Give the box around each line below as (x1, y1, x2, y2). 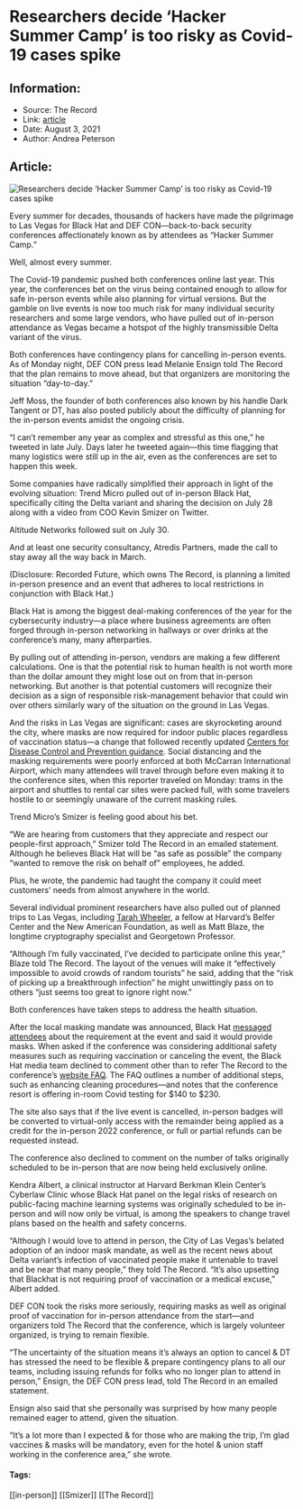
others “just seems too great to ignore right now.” (9, 986, 192, 998)
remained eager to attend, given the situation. (9, 1412, 179, 1422)
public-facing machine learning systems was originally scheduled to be (9, 1198, 275, 1210)
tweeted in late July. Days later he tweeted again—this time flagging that (9, 441, 279, 452)
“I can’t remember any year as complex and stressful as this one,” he (9, 431, 265, 443)
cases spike (30, 45, 122, 65)
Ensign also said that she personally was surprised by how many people (9, 1403, 278, 1413)
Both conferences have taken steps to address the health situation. (9, 1004, 259, 1015)
